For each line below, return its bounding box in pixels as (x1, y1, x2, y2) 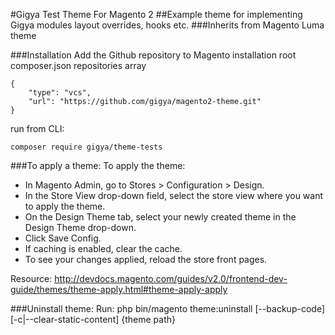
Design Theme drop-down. (24, 222, 137, 233)
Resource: (10, 273, 53, 284)
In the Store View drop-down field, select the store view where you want (24, 190, 324, 201)
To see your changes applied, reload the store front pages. (24, 254, 268, 265)
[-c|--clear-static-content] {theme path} (10, 314, 177, 325)
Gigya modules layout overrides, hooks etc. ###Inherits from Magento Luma (10, 19, 325, 31)
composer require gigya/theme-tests (10, 142, 163, 152)
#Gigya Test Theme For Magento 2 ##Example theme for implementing (10, 9, 303, 20)
